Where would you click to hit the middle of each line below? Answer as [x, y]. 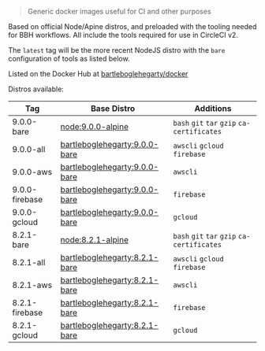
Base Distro [113, 108]
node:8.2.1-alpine [94, 240]
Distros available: [36, 89]
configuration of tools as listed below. [69, 59]
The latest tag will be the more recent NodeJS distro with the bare [117, 50]
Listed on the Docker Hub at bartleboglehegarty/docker [98, 74]
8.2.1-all [29, 262]
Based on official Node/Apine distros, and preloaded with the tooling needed [132, 26]
